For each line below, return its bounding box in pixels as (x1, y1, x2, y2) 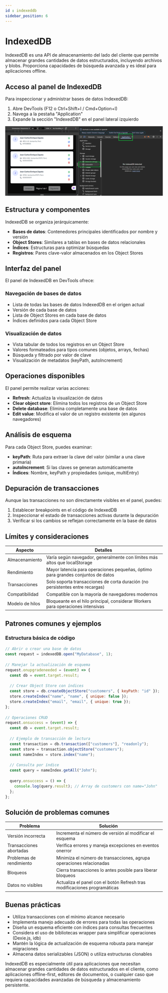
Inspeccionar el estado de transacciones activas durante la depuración (12, 513, 159, 519)
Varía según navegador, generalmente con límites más (46, 554, 158, 560)
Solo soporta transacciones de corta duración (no (46, 579, 149, 585)
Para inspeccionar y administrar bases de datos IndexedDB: (5, 96, 128, 102)
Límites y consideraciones (5, 532, 89, 541)
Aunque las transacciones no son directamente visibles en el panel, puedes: (5, 498, 162, 504)
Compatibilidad (7, 591, 39, 597)
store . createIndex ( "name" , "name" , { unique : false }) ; (9, 694, 128, 699)
